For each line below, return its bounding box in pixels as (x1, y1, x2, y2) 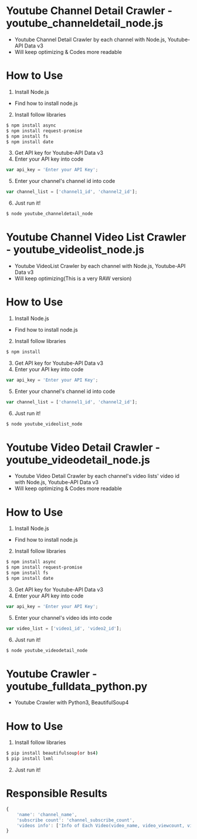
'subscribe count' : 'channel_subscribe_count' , (16, 817, 135, 823)
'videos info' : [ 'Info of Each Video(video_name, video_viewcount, (16, 823, 185, 828)
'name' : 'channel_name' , (16, 811, 77, 817)
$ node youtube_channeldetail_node (6, 211, 93, 217)
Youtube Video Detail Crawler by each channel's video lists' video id (14, 473, 180, 480)
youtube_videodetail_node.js (6, 453, 151, 467)
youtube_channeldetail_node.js (6, 16, 164, 30)
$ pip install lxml (6, 756, 54, 762)
